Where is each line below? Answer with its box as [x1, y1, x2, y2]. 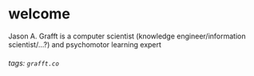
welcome [8, 5, 70, 23]
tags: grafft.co [8, 58, 60, 68]
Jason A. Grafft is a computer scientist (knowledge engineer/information [8, 31, 246, 41]
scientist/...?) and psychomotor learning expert [8, 39, 162, 49]
